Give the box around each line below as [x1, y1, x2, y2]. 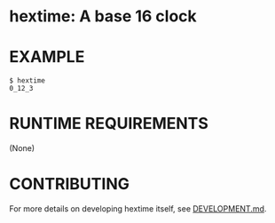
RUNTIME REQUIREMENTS [9, 114, 208, 134]
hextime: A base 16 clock [9, 6, 197, 27]
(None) [9, 143, 35, 154]
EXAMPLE [9, 47, 85, 68]
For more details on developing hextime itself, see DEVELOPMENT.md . [9, 203, 267, 214]
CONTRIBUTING [9, 174, 130, 195]
